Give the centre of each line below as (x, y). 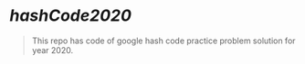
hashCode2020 (71, 16)
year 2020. (53, 50)
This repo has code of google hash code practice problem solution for (163, 41)
